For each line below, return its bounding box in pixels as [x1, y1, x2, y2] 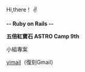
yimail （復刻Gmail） [6, 59, 56, 66]
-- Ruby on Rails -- [6, 20, 54, 27]
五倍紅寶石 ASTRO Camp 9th [6, 33, 80, 40]
